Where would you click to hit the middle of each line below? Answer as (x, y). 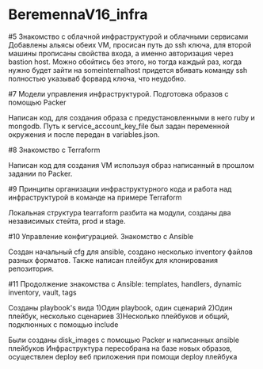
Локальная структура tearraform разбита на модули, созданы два (120, 212)
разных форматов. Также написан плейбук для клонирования (113, 260)
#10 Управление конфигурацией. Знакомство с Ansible (101, 236)
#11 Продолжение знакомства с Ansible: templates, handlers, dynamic (125, 283)
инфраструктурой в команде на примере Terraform (95, 197)
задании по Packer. (40, 173)
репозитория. (31, 268)
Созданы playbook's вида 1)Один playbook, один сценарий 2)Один (120, 307)
